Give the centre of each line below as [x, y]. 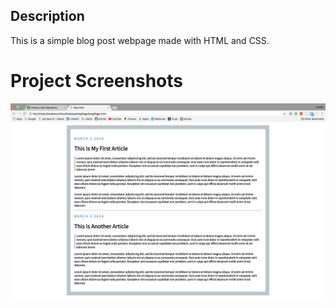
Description [47, 16]
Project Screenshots [96, 81]
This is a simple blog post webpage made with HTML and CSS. [140, 40]
